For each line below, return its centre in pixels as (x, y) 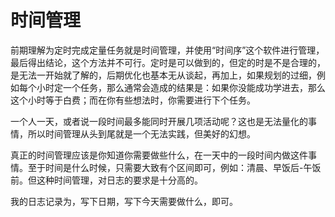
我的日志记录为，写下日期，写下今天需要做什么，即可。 (124, 201)
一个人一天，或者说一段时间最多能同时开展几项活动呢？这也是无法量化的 (159, 121)
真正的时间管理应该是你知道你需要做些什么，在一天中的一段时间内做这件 (159, 155)
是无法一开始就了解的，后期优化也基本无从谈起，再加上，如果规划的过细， (163, 75)
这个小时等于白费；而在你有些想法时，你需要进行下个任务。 (133, 100)
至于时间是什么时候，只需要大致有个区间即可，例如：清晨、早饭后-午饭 (174, 167)
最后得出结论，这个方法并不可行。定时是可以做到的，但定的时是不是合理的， (168, 62)
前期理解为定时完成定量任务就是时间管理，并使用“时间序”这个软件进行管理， (167, 50)
